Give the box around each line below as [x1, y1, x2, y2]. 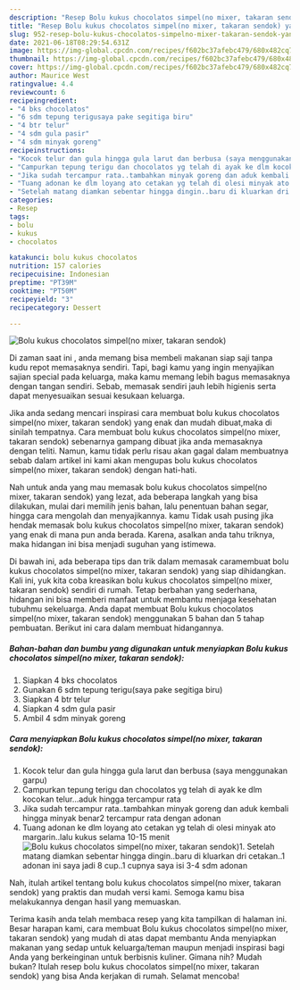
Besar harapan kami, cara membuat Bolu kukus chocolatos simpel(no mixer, [9, 923, 288, 934]
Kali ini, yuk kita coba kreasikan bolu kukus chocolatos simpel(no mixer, [9, 575, 273, 586]
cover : [9, 63, 34, 72]
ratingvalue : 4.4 [9, 79, 74, 88]
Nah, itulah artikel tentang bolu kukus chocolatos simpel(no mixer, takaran [9, 878, 281, 888]
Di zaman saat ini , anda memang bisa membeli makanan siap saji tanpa [9, 353, 273, 363]
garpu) [21, 775, 47, 786]
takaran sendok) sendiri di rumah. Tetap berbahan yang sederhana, [9, 585, 258, 595]
